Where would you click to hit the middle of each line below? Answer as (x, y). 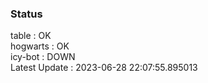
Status (26, 14)
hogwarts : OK (40, 46)
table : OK (31, 36)
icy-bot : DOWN (43, 57)
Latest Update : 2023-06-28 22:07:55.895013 (104, 68)
